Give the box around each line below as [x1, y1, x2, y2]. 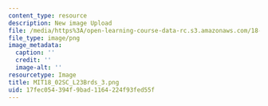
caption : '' [15, 49, 56, 57]
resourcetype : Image [8, 71, 77, 79]
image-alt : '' [15, 64, 62, 72]
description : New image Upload [8, 19, 112, 27]
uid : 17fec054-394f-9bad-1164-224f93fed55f [8, 85, 156, 94]
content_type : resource [8, 11, 88, 20]
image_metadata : [8, 41, 62, 49]
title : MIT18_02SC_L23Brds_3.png [8, 78, 120, 86]
